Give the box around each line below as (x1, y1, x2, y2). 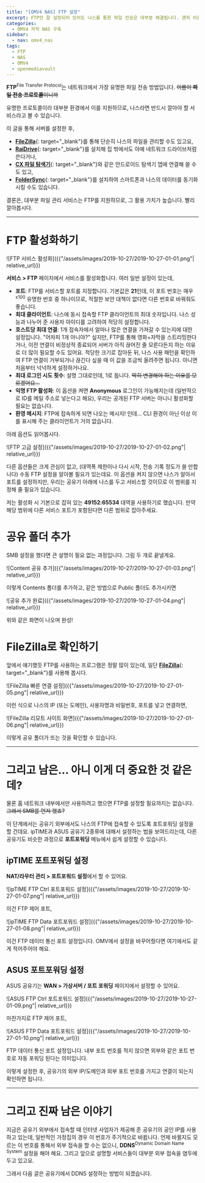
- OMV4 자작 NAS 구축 (12, 26, 62, 32)
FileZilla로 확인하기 (6, 639, 99, 653)
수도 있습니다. (26, 184, 60, 191)
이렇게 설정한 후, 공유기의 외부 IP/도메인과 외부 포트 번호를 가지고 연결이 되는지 (6, 1068, 194, 1075)
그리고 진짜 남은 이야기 (6, 1105, 113, 1118)
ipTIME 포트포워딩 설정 (6, 855, 88, 865)
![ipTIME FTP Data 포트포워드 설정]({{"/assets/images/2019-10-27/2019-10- (6, 918, 193, 925)
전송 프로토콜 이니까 (12, 91, 59, 98)
